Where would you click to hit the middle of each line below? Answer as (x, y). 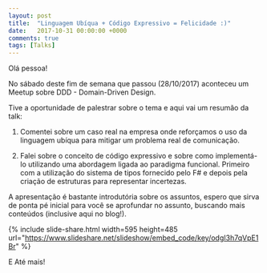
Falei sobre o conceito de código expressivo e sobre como (117, 156)
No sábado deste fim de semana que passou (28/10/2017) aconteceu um (129, 84)
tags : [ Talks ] (32, 46)
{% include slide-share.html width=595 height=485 (93, 230)
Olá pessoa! (28, 68)
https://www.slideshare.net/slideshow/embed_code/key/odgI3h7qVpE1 (142, 238)
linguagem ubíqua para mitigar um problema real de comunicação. (130, 140)
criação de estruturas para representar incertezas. (103, 182)
